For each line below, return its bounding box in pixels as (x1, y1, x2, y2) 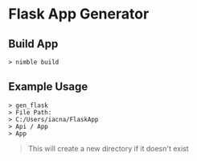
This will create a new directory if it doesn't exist (27, 143, 189, 153)
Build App (8, 37, 59, 51)
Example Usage (8, 80, 88, 93)
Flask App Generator (8, 5, 150, 23)
